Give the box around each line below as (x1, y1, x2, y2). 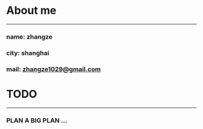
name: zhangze (6, 33, 53, 41)
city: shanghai (6, 49, 50, 57)
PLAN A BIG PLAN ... (6, 116, 68, 124)
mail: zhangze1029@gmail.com (6, 64, 101, 73)
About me (6, 4, 57, 17)
